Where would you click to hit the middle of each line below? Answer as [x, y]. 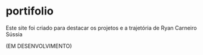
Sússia [14, 34]
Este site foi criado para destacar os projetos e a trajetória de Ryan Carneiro [101, 28]
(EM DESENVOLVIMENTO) [39, 46]
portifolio [30, 11]
